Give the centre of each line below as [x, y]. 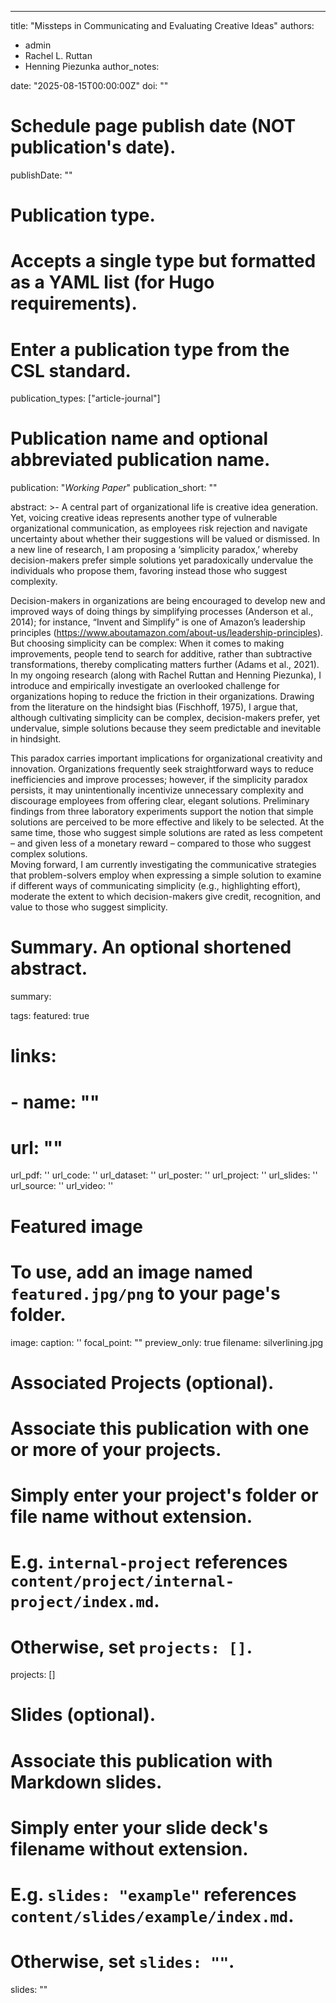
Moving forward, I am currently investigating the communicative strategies [163, 865]
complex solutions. [49, 854]
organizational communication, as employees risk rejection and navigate [159, 528]
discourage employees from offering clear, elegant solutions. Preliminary [160, 801]
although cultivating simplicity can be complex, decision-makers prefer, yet [165, 718]
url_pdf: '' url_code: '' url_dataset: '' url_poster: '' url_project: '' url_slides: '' [164, 1175]
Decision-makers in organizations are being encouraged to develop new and [168, 601]
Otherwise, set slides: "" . [122, 1962]
